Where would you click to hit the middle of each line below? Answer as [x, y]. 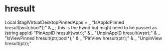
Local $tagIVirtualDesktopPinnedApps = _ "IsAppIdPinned [64, 22]
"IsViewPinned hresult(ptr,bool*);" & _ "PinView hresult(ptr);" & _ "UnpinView [83, 38]
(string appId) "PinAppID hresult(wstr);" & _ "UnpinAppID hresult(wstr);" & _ [82, 33]
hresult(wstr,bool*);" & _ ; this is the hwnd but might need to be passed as [81, 27]
